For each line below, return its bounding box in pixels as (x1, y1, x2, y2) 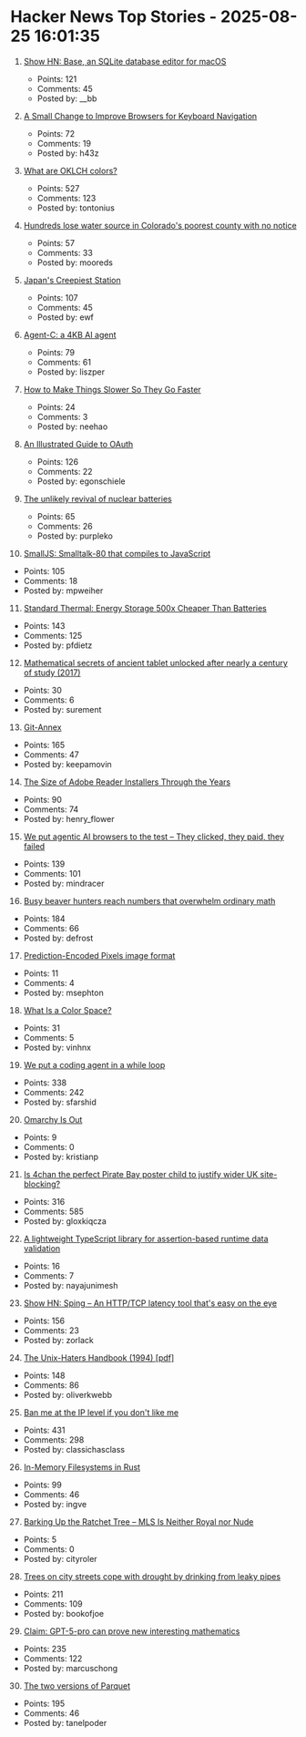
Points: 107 (36, 292, 78, 303)
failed (23, 840, 46, 851)
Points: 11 (23, 968, 58, 979)
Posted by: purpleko (36, 530, 113, 541)
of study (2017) (23, 667, 81, 678)
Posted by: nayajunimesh (23, 1280, 118, 1290)
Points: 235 (23, 1643, 67, 1654)
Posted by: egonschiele (36, 476, 126, 487)
